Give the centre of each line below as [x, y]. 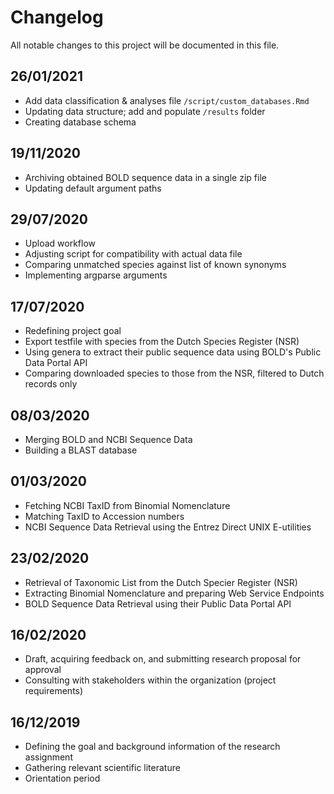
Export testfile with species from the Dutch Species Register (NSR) [162, 342]
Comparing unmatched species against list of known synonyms [155, 265]
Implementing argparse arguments [96, 275]
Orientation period [62, 778]
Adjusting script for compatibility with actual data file [133, 254]
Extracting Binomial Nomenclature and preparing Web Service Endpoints [174, 593]
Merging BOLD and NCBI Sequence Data [108, 439]
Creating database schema [80, 122]
